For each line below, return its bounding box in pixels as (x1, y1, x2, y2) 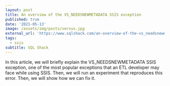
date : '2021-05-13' (5, 21, 47, 27)
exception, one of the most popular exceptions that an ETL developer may (5, 64, 159, 70)
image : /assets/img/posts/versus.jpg (5, 26, 85, 31)
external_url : (5, 31, 35, 36)
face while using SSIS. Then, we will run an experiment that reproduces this (5, 69, 163, 76)
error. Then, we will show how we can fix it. (5, 75, 96, 81)
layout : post (5, 7, 33, 13)
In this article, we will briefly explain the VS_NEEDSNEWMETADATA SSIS (5, 59, 156, 65)
